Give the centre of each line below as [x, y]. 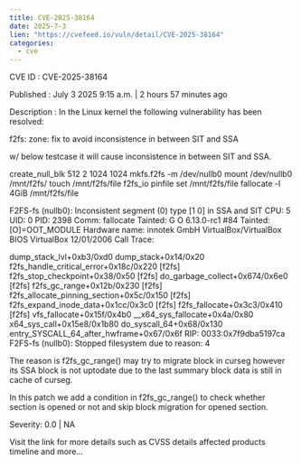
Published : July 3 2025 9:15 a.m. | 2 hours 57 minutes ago [118, 95]
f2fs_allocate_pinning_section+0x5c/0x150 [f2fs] [100, 295]
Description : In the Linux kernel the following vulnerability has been [136, 112]
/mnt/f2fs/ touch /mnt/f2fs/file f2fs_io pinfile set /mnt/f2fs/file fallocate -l [145, 184]
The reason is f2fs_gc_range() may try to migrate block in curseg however [147, 361]
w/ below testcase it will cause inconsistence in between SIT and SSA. [141, 157]
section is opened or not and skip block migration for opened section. [139, 407]
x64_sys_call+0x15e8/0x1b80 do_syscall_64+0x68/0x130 [116, 324]
